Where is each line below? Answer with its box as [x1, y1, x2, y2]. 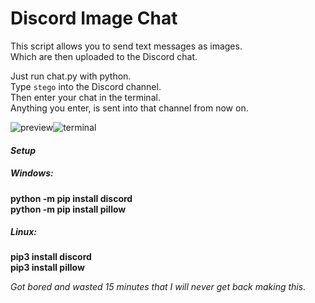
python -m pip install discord [10, 192, 133, 204]
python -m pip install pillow [10, 203, 127, 215]
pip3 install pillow [10, 262, 85, 274]
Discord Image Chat [10, 7, 178, 30]
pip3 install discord [10, 251, 92, 263]
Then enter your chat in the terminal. [10, 91, 161, 103]
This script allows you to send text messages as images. [10, 40, 243, 52]
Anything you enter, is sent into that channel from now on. [10, 102, 249, 114]
